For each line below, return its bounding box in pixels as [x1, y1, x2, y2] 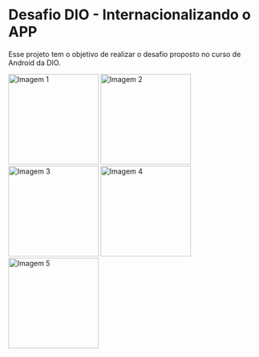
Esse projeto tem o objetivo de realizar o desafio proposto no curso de [8, 49, 241, 59]
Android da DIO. [8, 58, 62, 68]
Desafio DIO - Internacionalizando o [8, 6, 251, 24]
